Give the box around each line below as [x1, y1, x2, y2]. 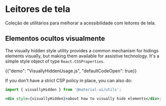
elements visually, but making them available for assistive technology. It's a [5, 53, 160, 59]
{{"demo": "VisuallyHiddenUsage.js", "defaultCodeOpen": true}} [5, 68, 137, 74]
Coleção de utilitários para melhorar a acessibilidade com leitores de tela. [5, 20, 156, 26]
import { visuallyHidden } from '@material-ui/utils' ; [5, 87, 122, 92]
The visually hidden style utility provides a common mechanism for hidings [5, 47, 159, 53]
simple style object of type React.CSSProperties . [5, 58, 105, 64]
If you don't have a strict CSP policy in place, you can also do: [5, 77, 133, 83]
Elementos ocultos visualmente [5, 34, 105, 43]
